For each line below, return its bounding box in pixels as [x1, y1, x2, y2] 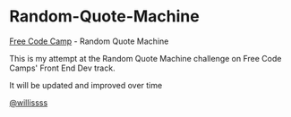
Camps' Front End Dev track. [9, 63, 116, 73]
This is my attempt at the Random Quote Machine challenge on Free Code [9, 53, 282, 63]
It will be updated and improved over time [9, 79, 163, 90]
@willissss [9, 96, 48, 108]
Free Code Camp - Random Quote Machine [9, 36, 169, 46]
